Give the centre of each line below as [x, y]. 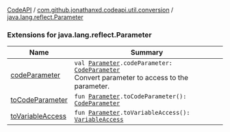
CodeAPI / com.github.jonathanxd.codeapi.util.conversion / [90, 10]
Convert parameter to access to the [131, 78]
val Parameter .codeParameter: [124, 63]
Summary [147, 53]
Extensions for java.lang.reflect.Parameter [79, 35]
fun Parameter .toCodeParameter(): [130, 96]
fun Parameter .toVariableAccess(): [132, 113]
